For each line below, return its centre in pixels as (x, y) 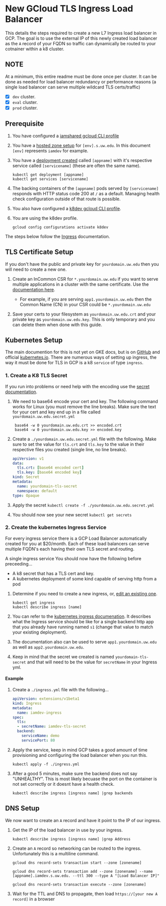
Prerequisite (25, 124)
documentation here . (34, 289)
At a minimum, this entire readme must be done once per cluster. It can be (81, 76)
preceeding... (19, 564)
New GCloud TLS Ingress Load (69, 9)
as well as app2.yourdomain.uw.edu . (48, 647)
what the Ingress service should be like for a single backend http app (83, 621)
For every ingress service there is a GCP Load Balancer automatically (76, 538)
